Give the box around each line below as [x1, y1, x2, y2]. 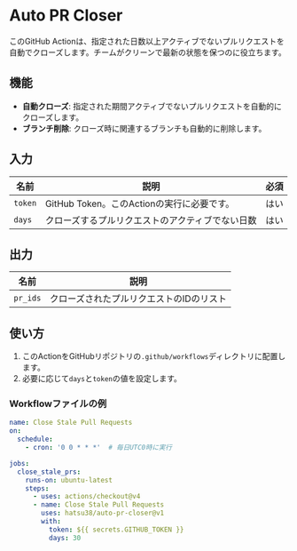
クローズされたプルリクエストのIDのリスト [50, 292, 228, 305]
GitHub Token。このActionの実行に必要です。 [44, 197, 235, 210]
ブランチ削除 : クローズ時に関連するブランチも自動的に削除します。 [21, 123, 267, 133]
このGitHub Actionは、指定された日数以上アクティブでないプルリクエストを [9, 36, 285, 46]
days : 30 [48, 533, 82, 542]
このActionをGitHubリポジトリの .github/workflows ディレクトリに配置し [21, 351, 286, 362]
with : [41, 517, 62, 526]
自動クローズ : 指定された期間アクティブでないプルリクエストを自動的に [21, 100, 282, 111]
